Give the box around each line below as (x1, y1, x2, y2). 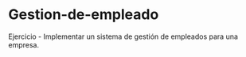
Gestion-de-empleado (8, 6, 159, 24)
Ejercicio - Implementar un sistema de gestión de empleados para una (8, 32, 239, 41)
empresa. (8, 40, 40, 49)
